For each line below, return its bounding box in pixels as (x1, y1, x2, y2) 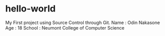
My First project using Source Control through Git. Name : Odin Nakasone (5, 19, 160, 25)
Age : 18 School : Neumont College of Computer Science (5, 24, 125, 30)
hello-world (5, 3, 56, 14)
